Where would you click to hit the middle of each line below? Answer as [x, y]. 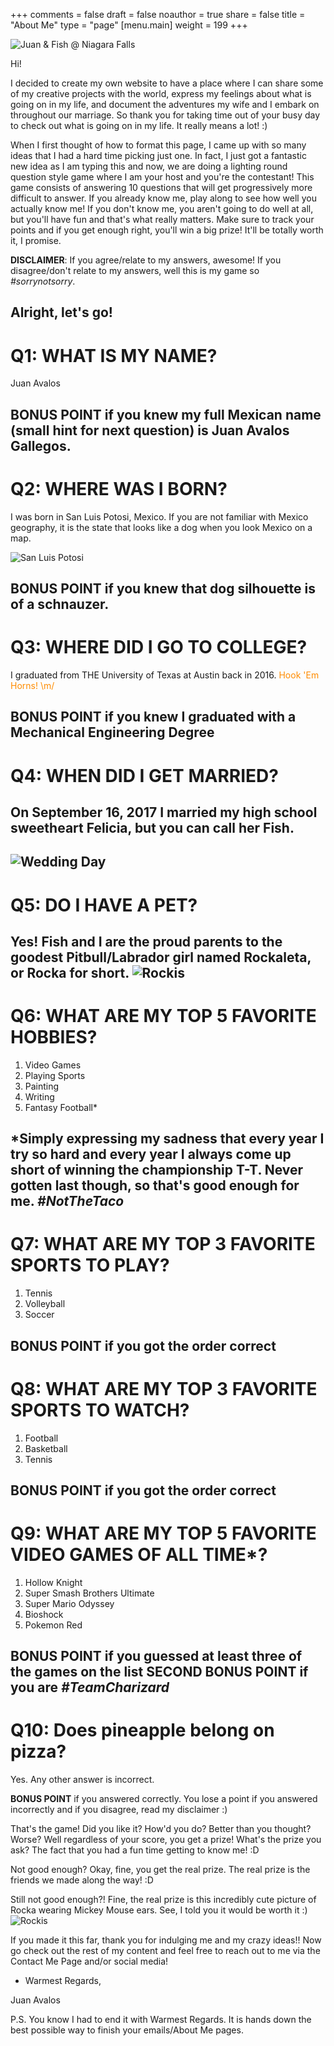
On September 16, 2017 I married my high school [164, 812]
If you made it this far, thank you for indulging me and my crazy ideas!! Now [166, 1940]
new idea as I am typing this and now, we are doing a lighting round [149, 166]
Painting [42, 1086]
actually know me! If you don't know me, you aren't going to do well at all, [162, 208]
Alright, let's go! [61, 312]
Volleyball [45, 1304]
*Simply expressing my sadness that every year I [167, 1139]
